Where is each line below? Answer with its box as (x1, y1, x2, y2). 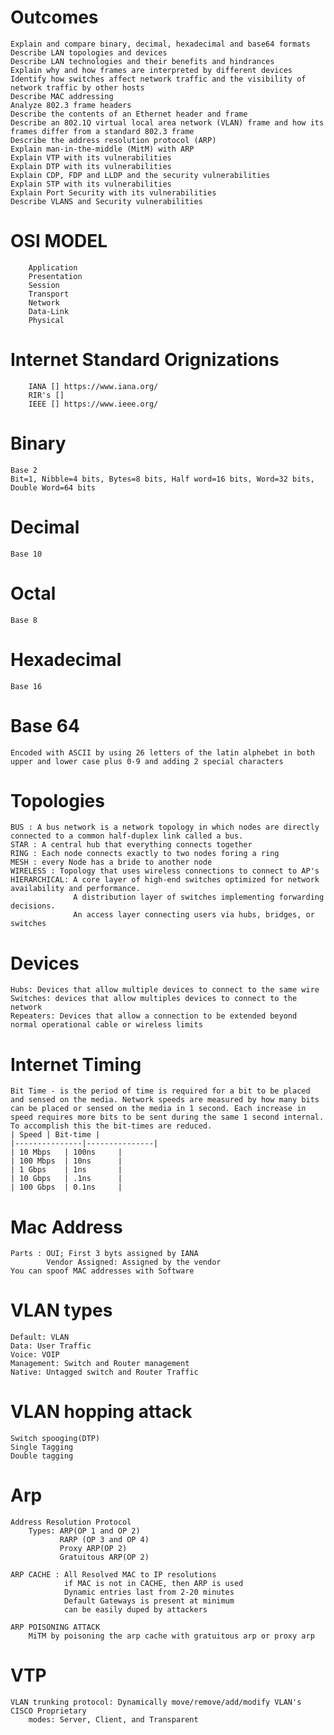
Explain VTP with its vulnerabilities (10, 152, 172, 163)
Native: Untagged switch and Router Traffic (10, 1367, 199, 1378)
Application (28, 262, 78, 273)
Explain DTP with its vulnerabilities (10, 161, 172, 171)
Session (28, 280, 60, 290)
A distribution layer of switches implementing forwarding (73, 892, 325, 903)
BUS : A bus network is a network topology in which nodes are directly (10, 822, 320, 833)
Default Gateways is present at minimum (63, 1596, 235, 1606)
